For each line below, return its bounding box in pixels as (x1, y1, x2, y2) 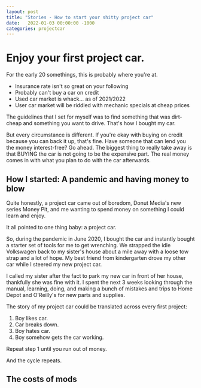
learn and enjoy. (6, 212, 46, 219)
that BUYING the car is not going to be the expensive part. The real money (6, 150, 190, 157)
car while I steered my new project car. (6, 261, 102, 268)
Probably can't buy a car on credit (14, 89, 99, 96)
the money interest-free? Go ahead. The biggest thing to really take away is (6, 144, 193, 151)
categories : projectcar (6, 25, 66, 32)
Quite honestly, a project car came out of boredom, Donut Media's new (6, 199, 181, 207)
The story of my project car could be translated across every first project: (6, 303, 187, 310)
